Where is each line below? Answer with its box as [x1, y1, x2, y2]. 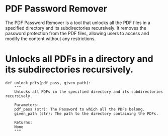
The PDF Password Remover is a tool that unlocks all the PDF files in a [5, 20, 151, 26]
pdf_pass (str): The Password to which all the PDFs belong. [14, 106, 145, 112]
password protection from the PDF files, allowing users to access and [5, 30, 149, 36]
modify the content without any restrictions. [5, 36, 96, 42]
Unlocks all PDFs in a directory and [5, 53, 153, 65]
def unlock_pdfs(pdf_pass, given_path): [5, 80, 92, 85]
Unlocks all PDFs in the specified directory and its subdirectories [14, 89, 163, 94]
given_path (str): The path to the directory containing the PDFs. [14, 111, 158, 116]
